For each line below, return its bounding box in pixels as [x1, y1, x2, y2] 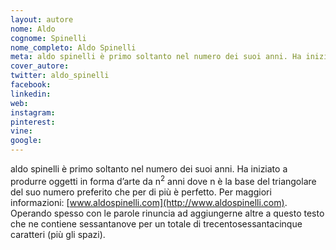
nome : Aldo [10, 24, 56, 34]
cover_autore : [10, 61, 70, 71]
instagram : [10, 107, 56, 118]
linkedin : [10, 89, 52, 99]
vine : [10, 126, 33, 136]
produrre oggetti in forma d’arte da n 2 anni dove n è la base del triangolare [10, 174, 317, 187]
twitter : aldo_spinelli [10, 71, 110, 81]
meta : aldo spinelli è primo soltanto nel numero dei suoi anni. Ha [10, 52, 302, 62]
